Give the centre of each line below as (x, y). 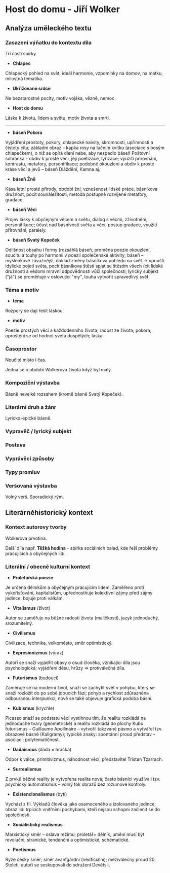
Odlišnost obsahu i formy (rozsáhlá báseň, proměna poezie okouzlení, (78, 250)
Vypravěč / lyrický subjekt (38, 431)
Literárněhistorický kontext (49, 513)
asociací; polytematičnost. (33, 740)
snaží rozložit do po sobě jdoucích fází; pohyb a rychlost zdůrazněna (77, 693)
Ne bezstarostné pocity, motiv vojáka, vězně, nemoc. (61, 98)
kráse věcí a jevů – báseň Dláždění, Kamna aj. (53, 169)
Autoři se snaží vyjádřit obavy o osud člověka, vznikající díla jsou (73, 662)
